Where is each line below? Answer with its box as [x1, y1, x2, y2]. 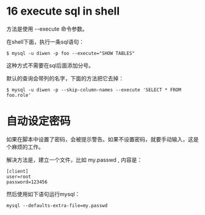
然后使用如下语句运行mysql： [6, 190, 81, 197]
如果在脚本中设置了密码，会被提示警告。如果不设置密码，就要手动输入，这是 [6, 135, 199, 143]
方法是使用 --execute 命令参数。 [6, 25, 88, 32]
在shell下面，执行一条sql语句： [6, 38, 84, 45]
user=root [6, 174, 32, 180]
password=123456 [6, 178, 48, 185]
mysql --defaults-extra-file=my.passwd [6, 202, 108, 208]
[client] [6, 168, 29, 174]
